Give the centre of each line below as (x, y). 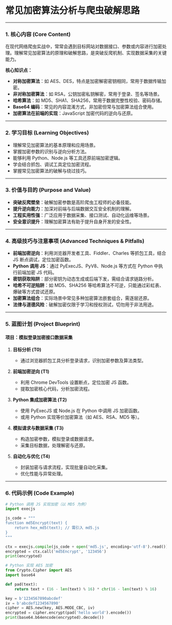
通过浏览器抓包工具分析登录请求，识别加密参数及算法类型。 (83, 361)
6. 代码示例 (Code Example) (40, 493)
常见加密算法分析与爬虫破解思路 (73, 11)
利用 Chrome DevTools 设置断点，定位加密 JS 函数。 (76, 382)
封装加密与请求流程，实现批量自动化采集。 (65, 467)
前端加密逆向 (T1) (31, 371)
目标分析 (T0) (27, 350)
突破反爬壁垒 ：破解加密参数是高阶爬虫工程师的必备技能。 (73, 202)
